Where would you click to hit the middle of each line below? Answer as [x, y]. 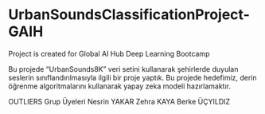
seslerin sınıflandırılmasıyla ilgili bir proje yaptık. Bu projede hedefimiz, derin [132, 77]
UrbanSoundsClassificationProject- [129, 15]
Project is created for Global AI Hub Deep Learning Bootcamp [109, 53]
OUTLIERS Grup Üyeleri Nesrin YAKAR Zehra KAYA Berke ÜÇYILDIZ [119, 101]
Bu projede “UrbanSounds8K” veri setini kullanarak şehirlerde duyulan [123, 69]
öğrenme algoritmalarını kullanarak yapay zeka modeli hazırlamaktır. [120, 86]
